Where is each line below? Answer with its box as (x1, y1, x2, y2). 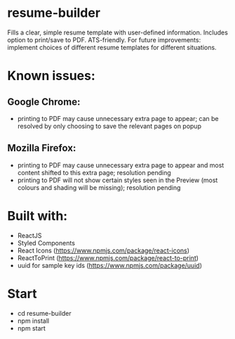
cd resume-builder (17, 309, 72, 317)
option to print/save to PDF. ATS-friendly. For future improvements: (7, 35, 201, 44)
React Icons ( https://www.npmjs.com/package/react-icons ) (17, 246, 190, 255)
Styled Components (17, 238, 76, 247)
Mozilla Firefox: (7, 142, 76, 154)
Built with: (7, 207, 68, 224)
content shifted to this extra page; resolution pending (17, 168, 172, 177)
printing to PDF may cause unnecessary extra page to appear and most (17, 160, 224, 169)
